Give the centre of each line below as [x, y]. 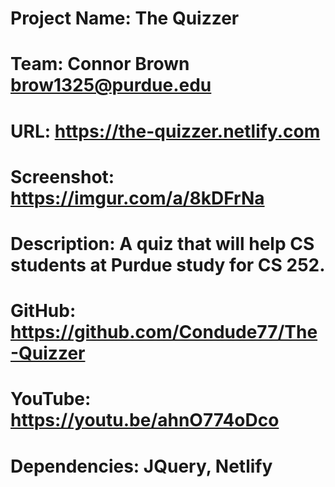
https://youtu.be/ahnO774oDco [145, 420]
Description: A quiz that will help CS [162, 243]
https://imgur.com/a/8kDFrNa [137, 198]
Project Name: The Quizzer [125, 18]
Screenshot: [62, 176]
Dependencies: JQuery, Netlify [141, 466]
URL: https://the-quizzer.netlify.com [165, 131]
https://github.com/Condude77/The [164, 332]
